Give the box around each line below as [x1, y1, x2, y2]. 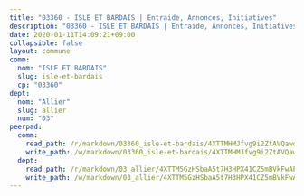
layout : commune [9, 47, 71, 56]
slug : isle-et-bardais [17, 72, 103, 81]
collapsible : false [9, 38, 83, 48]
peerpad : [9, 123, 43, 132]
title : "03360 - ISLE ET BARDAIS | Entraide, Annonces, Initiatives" [9, 13, 278, 23]
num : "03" [17, 114, 54, 123]
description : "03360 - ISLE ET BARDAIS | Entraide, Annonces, [9, 22, 249, 31]
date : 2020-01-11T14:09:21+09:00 [9, 30, 136, 39]
